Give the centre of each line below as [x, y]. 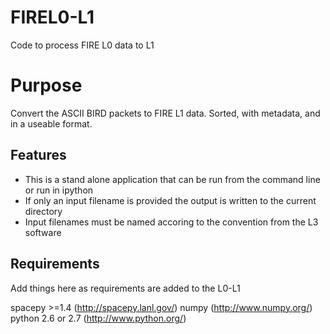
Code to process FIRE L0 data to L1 [82, 45]
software [43, 232]
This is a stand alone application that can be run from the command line [172, 179]
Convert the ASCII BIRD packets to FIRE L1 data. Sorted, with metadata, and [165, 113]
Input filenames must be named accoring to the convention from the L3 [171, 222]
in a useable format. [51, 123]
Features [38, 155]
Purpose [46, 85]
